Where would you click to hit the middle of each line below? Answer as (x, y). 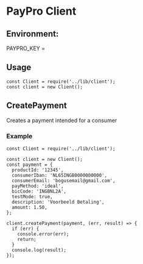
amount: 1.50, (30, 207)
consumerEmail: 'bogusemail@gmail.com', (64, 180)
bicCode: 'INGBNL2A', (39, 191)
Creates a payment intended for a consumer (62, 120)
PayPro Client (41, 11)
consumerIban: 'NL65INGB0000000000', (60, 175)
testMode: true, (32, 196)
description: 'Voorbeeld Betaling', (58, 202)
